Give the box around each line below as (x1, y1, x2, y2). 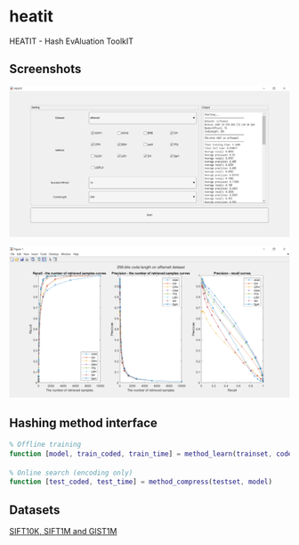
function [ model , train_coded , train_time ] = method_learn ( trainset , (9, 449, 273, 458)
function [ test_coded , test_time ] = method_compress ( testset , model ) (9, 477, 273, 487)
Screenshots (9, 62, 82, 77)
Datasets (9, 502, 61, 517)
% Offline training (9, 440, 82, 449)
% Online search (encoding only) (9, 468, 133, 477)
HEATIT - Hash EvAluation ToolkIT (9, 36, 134, 46)
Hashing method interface (9, 415, 158, 430)
